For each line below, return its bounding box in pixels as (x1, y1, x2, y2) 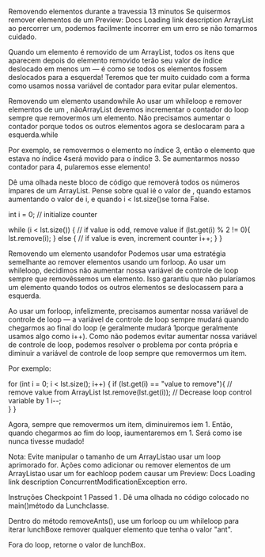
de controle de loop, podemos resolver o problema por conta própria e (8, 340, 239, 349)
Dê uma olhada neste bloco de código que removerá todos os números (8, 177, 240, 187)
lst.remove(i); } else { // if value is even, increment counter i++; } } (8, 234, 223, 242)
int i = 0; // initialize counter (8, 210, 97, 219)
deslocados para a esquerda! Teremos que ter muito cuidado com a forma (8, 73, 251, 82)
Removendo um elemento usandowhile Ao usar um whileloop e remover (8, 97, 243, 105)
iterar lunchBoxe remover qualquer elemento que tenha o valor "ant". (8, 525, 233, 534)
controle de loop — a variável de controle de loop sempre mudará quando (8, 315, 249, 324)
